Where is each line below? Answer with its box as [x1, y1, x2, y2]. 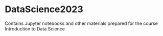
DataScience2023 [5, 4, 84, 15]
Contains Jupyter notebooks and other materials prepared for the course [5, 20, 158, 26]
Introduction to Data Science [5, 25, 65, 31]
